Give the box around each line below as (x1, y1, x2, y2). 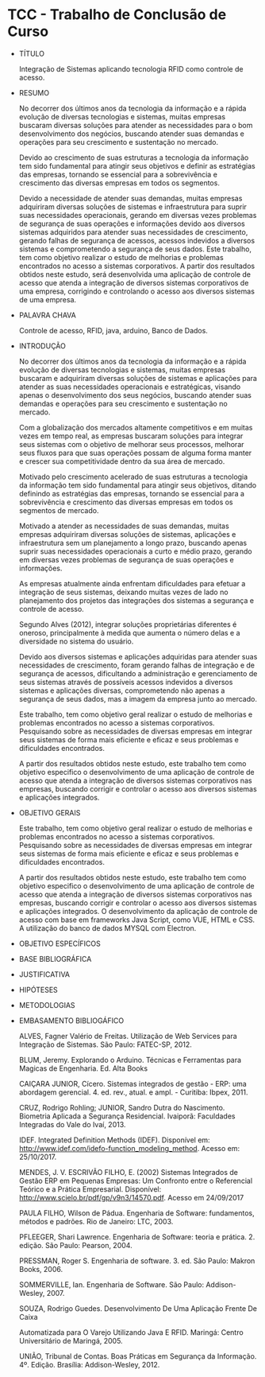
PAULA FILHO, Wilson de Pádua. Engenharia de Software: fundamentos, (18, 1208, 255, 1218)
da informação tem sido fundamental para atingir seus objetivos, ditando (18, 480, 257, 490)
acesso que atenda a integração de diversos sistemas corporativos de (18, 278, 249, 287)
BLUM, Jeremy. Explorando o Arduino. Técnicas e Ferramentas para (18, 1055, 242, 1064)
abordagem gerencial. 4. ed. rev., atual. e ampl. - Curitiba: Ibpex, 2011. (18, 1087, 248, 1097)
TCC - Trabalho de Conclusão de (7, 6, 227, 24)
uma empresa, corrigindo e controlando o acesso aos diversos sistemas (18, 286, 255, 296)
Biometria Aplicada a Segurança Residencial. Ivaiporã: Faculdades (18, 1111, 236, 1121)
